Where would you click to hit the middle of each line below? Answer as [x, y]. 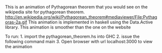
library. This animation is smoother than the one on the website [68, 27]
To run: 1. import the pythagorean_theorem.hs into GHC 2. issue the [72, 36]
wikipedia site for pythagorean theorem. [45, 12]
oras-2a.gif [16, 22]
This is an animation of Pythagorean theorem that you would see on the [76, 7]
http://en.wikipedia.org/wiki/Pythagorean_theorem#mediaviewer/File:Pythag [81, 17]
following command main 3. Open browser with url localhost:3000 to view [79, 42]
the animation [19, 47]
